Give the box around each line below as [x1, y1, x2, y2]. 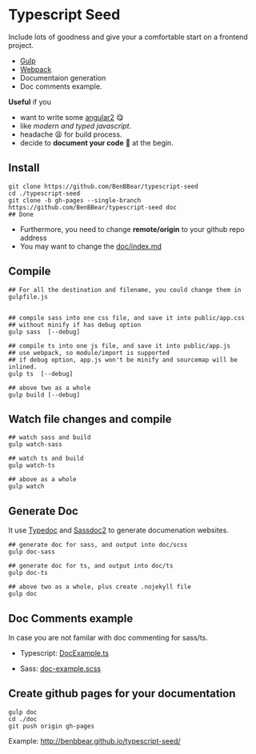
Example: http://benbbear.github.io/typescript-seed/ [8, 736, 181, 745]
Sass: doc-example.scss [19, 664, 102, 673]
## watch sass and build [8, 433, 91, 441]
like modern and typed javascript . [19, 121, 132, 130]
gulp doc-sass [8, 548, 56, 557]
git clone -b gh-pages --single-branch [8, 196, 142, 205]
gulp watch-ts [8, 461, 56, 469]
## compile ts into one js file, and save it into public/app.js [8, 341, 230, 349]
